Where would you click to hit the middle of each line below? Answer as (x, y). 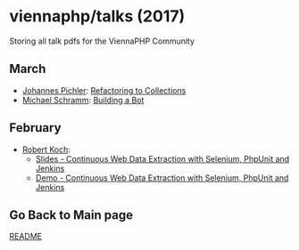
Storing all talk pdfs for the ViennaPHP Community (102, 41)
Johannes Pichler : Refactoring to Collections (104, 90)
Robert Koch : (46, 149)
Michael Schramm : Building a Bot (83, 100)
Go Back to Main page (71, 215)
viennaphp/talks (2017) (97, 16)
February (35, 128)
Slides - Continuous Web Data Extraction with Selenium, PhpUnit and (162, 158)
